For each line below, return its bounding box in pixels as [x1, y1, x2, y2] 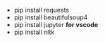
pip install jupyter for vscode [13, 21, 99, 28]
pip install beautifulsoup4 [13, 13, 88, 21]
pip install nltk [13, 28, 55, 36]
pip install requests [13, 6, 69, 14]
